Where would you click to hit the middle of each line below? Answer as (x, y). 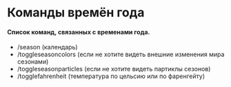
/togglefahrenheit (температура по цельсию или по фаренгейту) (111, 76)
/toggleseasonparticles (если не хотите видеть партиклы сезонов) (114, 69)
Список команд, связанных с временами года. (79, 32)
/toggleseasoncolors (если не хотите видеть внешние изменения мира (121, 54)
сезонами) (33, 62)
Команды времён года (76, 13)
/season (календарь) (47, 47)
